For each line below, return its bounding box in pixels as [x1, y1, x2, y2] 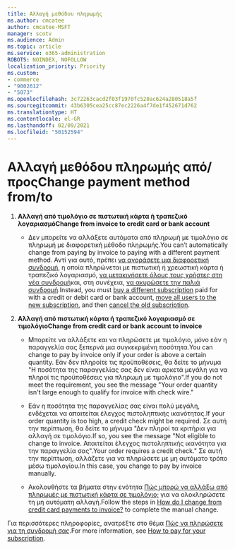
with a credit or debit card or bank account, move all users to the [28, 294, 217, 302]
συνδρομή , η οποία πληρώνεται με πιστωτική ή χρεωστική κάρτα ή [28, 263, 224, 272]
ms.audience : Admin [7, 37, 65, 44]
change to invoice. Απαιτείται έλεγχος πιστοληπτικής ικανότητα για [28, 439, 227, 448]
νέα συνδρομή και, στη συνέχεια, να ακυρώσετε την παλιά [28, 278, 200, 286]
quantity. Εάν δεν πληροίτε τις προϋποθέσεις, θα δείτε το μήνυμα [28, 358, 222, 367]
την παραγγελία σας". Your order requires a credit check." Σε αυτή [28, 447, 223, 455]
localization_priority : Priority [7, 63, 106, 70]
